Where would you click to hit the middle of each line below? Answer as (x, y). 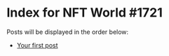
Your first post (37, 45)
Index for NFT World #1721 (84, 13)
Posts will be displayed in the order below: (68, 32)
